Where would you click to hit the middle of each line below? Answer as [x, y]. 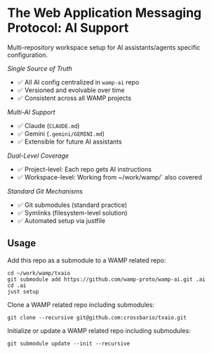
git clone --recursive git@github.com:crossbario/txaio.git [97, 317]
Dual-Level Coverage [38, 156]
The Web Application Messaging [105, 13]
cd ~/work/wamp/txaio [39, 273]
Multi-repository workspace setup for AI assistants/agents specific [104, 47]
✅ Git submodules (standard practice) [72, 205]
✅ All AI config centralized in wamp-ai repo [78, 82]
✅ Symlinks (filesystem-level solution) [72, 213]
